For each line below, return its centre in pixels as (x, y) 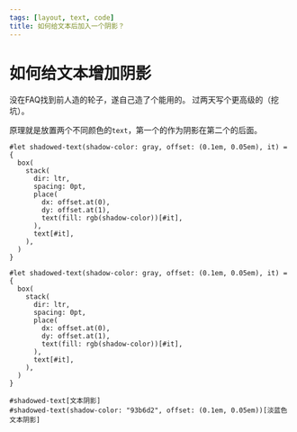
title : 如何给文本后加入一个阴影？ (67, 26)
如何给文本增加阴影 (81, 73)
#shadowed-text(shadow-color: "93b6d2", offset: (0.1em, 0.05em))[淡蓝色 (148, 410)
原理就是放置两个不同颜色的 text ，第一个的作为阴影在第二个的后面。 (136, 130)
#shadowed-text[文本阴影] (55, 401)
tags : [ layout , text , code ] (62, 18)
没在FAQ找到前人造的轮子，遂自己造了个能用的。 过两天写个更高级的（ (140, 100)
